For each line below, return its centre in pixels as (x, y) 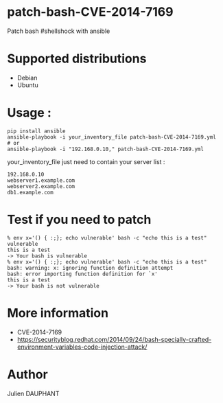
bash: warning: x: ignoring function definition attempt (90, 268)
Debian (27, 78)
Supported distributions (77, 59)
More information (58, 313)
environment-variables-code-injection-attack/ (82, 347)
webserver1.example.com (41, 180)
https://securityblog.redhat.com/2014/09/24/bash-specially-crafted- (114, 339)
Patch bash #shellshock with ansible (59, 31)
